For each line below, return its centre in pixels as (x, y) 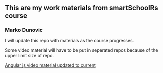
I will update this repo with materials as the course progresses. (70, 40)
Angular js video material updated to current (51, 65)
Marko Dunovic (24, 30)
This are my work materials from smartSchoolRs (81, 8)
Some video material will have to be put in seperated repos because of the (81, 50)
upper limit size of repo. (29, 55)
